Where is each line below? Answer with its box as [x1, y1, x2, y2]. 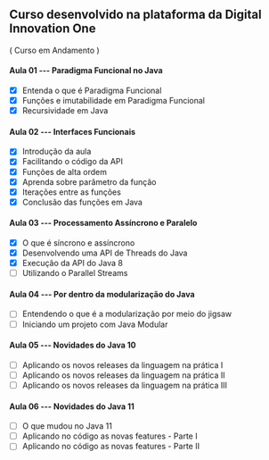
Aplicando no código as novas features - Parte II [21, 441, 200, 452]
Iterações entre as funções [21, 187, 122, 197]
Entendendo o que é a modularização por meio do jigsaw [21, 308, 232, 320]
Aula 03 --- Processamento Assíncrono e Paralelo [9, 218, 198, 229]
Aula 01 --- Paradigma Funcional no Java [9, 65, 163, 76]
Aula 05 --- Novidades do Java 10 [9, 339, 136, 351]
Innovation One [9, 21, 96, 37]
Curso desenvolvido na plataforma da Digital [9, 7, 262, 22]
